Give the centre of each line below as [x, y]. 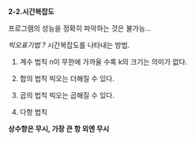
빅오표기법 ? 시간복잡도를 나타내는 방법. [69, 45]
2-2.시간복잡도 [31, 11]
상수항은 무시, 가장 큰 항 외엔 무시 [59, 129]
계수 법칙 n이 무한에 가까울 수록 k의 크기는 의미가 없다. [103, 62]
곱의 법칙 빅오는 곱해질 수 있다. [67, 95]
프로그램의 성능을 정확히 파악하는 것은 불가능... [80, 28]
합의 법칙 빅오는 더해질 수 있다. [67, 78]
